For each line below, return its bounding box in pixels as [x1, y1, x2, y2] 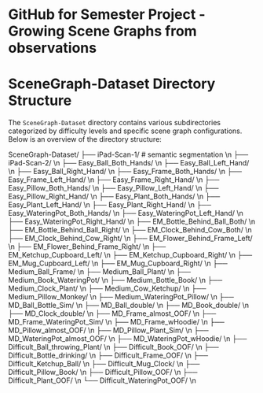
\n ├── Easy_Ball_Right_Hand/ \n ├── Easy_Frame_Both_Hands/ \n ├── [8, 167, 242, 176]
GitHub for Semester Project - [8, 6, 206, 24]
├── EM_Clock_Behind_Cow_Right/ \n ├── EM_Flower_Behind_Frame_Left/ [8, 234, 253, 243]
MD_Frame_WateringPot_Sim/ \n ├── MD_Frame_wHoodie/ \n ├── [8, 317, 225, 327]
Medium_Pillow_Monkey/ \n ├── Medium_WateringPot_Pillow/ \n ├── [8, 292, 234, 302]
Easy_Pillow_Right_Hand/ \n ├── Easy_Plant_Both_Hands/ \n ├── [8, 191, 221, 202]
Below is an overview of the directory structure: [8, 135, 163, 144]
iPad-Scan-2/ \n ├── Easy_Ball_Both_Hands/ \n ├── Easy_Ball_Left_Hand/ [8, 158, 250, 168]
